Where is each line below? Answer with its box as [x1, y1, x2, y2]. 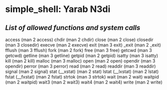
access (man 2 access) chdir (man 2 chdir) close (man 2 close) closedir [5, 36, 154, 42]
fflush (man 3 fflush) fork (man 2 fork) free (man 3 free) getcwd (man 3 [5, 47, 152, 53]
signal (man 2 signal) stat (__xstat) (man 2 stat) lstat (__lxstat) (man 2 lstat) [5, 68, 159, 74]
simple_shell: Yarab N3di [5, 3, 111, 15]
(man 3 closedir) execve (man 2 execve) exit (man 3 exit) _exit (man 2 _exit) [5, 42, 161, 48]
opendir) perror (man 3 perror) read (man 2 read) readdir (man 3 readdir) [5, 63, 156, 69]
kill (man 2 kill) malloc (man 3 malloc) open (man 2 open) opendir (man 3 [5, 58, 155, 63]
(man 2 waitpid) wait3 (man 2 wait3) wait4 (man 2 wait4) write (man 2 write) [5, 79, 163, 85]
